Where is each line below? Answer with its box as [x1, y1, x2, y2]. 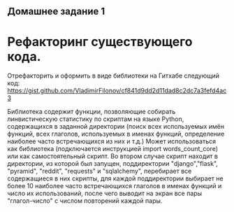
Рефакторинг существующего [7, 34, 193, 50]
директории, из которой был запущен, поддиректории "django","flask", [7, 160, 219, 168]
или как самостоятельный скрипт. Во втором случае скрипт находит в [7, 152, 219, 160]
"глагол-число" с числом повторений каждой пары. [7, 197, 163, 205]
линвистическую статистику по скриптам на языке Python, [7, 115, 184, 123]
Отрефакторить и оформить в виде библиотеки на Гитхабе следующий [7, 71, 220, 80]
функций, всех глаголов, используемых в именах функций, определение [7, 129, 225, 139]
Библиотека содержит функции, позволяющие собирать [7, 108, 176, 116]
